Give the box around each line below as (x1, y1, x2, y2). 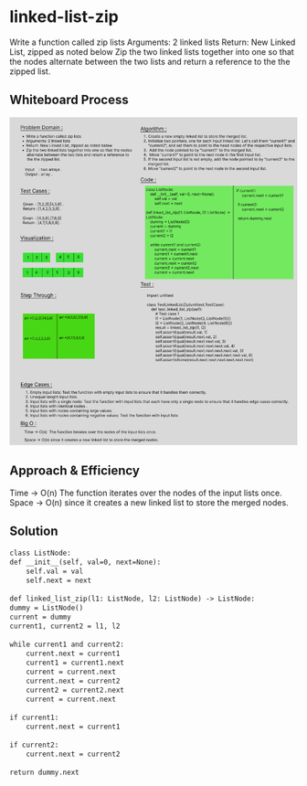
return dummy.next (9, 768, 79, 778)
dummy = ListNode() (9, 603, 84, 613)
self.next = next (26, 576, 92, 586)
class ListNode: (9, 548, 71, 558)
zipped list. (9, 66, 51, 77)
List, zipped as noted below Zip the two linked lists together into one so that (9, 46, 294, 57)
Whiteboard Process (9, 92, 130, 108)
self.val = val (26, 567, 84, 577)
